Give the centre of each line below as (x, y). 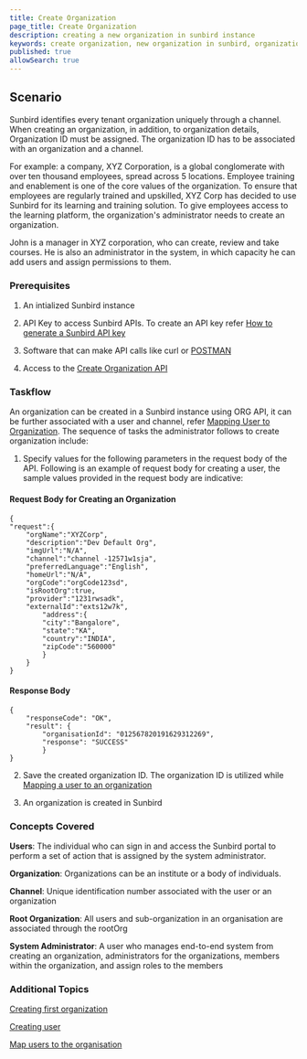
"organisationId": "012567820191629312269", (128, 734)
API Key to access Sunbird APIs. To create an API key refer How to (148, 323)
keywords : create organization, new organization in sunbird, (130, 43)
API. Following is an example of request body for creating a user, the (151, 468)
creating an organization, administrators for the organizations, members (145, 956)
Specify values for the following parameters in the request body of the (155, 459)
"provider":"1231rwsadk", (75, 599)
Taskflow (31, 392)
